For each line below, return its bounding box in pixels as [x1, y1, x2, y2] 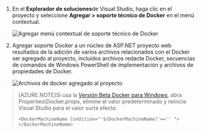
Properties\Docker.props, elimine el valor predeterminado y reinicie [18, 98, 187, 105]
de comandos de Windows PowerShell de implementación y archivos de [12, 61, 194, 68]
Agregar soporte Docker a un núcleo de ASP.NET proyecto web [12, 42, 172, 49]
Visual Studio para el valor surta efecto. [18, 104, 118, 112]
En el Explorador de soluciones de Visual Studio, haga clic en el [12, 5, 172, 12]
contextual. [12, 18, 41, 25]
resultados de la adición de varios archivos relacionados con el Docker [12, 48, 190, 56]
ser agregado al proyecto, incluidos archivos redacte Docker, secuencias [12, 55, 196, 62]
